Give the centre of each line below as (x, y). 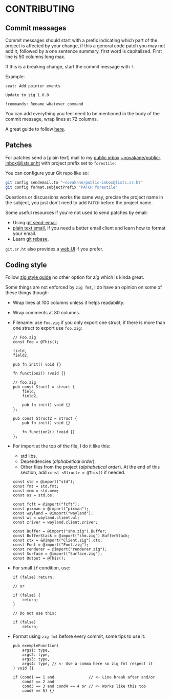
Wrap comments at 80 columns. (46, 313)
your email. (25, 233)
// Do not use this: (35, 613)
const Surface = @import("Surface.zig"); (57, 554)
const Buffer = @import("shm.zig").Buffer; (60, 531)
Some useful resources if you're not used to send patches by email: (77, 212)
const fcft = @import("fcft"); (46, 505)
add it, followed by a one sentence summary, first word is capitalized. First (84, 51)
